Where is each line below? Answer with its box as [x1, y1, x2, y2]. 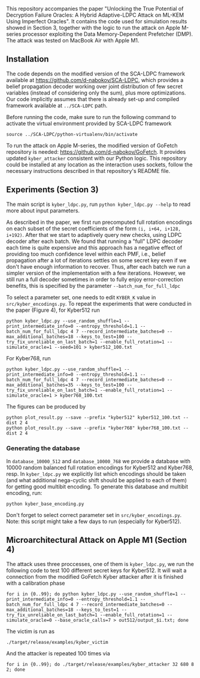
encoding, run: [6, 489, 43, 496]
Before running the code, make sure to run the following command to [6, 113, 177, 120]
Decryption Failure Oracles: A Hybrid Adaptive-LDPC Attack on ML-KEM [6, 11, 184, 19]
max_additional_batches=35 [6, 382, 74, 388]
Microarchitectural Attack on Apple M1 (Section [6, 535, 187, 545]
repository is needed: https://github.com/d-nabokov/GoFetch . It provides [6, 148, 186, 155]
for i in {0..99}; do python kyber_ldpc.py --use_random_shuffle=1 [6, 591, 178, 597]
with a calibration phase [6, 579, 65, 586]
